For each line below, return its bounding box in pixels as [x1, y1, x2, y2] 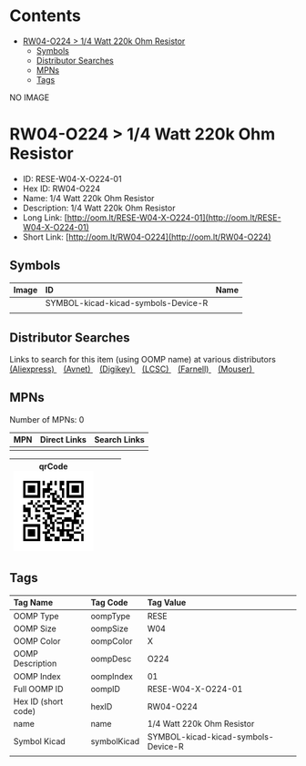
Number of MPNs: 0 [9, 414, 85, 424]
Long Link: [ [22, 211, 68, 223]
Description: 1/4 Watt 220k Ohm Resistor [22, 202, 176, 213]
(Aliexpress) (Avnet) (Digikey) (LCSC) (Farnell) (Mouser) [9, 363, 253, 374]
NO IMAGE [9, 92, 50, 103]
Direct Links [39, 434, 87, 445]
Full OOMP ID [13, 683, 64, 694]
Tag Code [90, 597, 128, 608]
